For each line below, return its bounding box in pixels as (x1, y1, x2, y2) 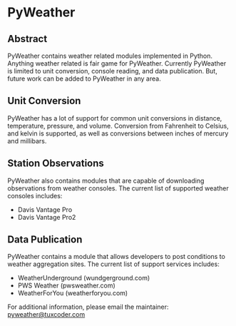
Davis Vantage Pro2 (17, 213, 76, 221)
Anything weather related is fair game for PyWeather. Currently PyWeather (7, 59, 227, 68)
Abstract (7, 33, 48, 45)
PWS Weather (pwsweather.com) (17, 281, 116, 290)
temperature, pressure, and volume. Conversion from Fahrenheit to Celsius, (7, 121, 230, 130)
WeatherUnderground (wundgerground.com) (17, 274, 150, 282)
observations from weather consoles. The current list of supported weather (7, 183, 230, 193)
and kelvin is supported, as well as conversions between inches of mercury (7, 129, 229, 138)
